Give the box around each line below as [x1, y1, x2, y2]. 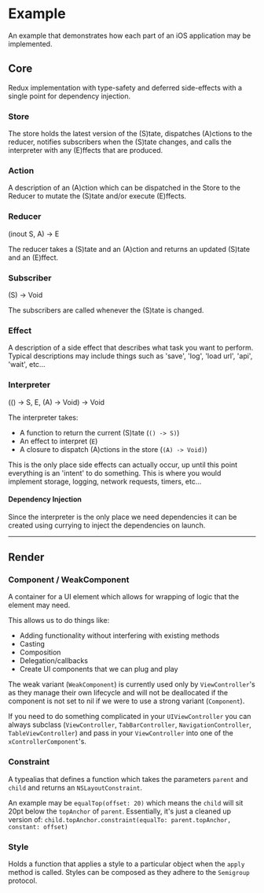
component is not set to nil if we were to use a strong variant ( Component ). [8, 696, 245, 706]
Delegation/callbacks [19, 656, 89, 665]
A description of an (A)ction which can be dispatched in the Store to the [8, 183, 241, 193]
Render [8, 550, 45, 564]
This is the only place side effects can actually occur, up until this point [8, 460, 238, 469]
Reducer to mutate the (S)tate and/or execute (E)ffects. [8, 191, 187, 201]
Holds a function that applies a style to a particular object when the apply [8, 859, 245, 869]
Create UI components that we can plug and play [19, 665, 178, 674]
